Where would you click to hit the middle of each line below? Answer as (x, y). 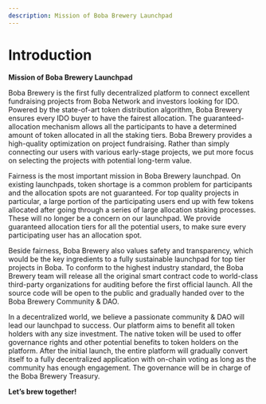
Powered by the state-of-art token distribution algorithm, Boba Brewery (125, 109)
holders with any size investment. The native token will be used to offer (125, 333)
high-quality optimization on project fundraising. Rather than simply (119, 143)
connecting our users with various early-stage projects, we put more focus (131, 151)
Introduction (50, 55)
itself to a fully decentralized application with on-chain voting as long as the (133, 359)
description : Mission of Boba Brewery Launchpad (90, 16)
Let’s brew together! (43, 391)
